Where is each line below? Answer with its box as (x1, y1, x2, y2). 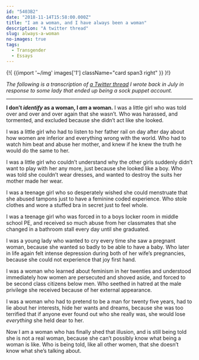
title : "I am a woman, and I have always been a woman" (6, 20, 147, 26)
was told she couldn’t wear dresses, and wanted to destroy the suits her (6, 171, 182, 178)
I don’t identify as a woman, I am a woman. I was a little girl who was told (6, 104, 187, 111)
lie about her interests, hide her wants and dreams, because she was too (6, 304, 184, 311)
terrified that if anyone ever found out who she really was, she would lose (6, 310, 185, 317)
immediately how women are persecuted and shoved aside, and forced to (6, 273, 186, 281)
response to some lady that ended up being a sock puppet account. (6, 87, 173, 94)
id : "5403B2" (6, 8, 38, 15)
